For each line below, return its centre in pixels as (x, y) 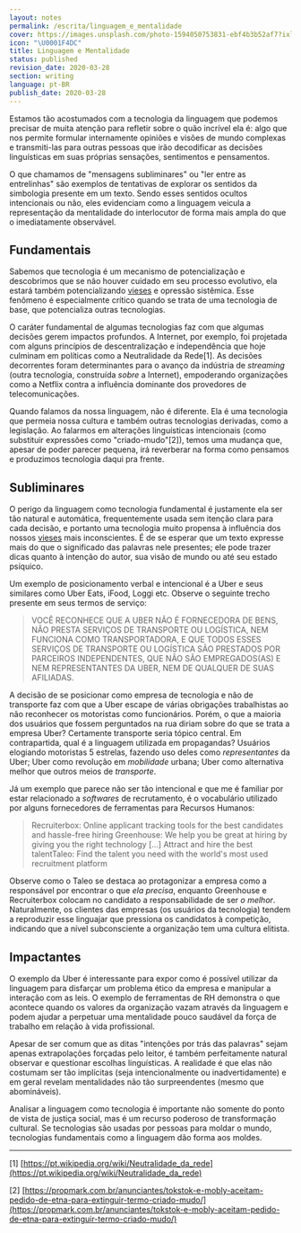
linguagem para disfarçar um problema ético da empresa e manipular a (140, 988)
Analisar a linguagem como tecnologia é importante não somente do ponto (147, 1109)
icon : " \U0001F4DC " (46, 43)
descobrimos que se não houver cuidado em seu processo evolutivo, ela (143, 281)
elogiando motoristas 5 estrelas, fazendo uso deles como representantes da (150, 752)
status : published (43, 59)
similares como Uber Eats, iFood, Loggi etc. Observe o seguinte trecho (140, 593)
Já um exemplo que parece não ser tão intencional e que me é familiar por (146, 789)
